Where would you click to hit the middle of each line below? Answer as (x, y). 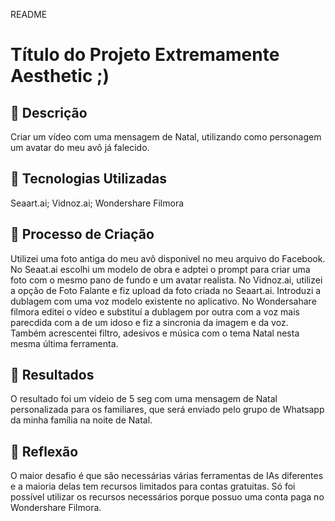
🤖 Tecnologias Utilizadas (88, 179)
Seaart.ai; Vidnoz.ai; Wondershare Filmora (97, 203)
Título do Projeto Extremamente (145, 55)
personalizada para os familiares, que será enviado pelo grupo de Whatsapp (167, 410)
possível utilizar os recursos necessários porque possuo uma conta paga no (167, 497)
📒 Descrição (49, 112)
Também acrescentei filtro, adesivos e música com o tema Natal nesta (155, 333)
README (29, 14)
